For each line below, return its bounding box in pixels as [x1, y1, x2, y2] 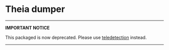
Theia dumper [5, 3, 65, 15]
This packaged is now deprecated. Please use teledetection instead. [5, 34, 147, 40]
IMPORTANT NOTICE [5, 24, 50, 30]
